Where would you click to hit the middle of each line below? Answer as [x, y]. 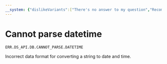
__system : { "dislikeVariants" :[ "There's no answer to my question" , [78, 10]
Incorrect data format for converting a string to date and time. [68, 56]
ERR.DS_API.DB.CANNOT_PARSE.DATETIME [44, 47]
